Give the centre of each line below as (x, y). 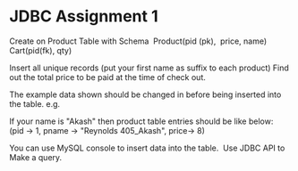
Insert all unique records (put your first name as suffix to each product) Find (149, 68)
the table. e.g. (35, 103)
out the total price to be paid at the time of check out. (107, 77)
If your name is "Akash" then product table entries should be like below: (141, 121)
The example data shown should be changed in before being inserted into (145, 94)
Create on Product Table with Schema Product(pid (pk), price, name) (138, 41)
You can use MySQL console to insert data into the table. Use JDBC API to (147, 148)
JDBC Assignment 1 (84, 16)
